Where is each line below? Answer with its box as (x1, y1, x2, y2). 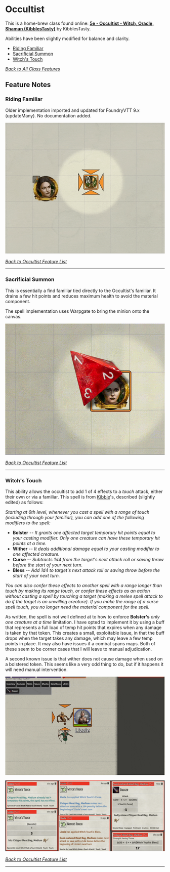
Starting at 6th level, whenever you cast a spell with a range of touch (5, 509, 150, 515)
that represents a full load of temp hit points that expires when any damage (5, 625, 162, 631)
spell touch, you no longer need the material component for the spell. (5, 604, 150, 610)
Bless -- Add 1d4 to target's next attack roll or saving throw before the (12, 567, 160, 573)
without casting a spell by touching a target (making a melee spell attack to (5, 593, 163, 599)
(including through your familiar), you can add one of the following (5, 515, 144, 521)
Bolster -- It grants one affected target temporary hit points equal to (12, 530, 156, 536)
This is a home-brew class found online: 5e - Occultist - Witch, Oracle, (5, 20, 154, 26)
